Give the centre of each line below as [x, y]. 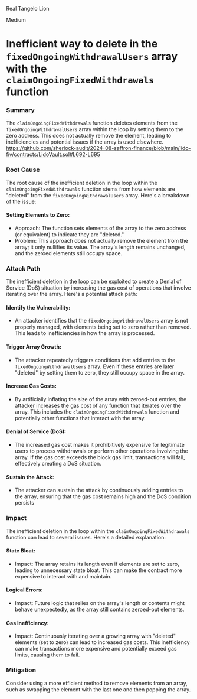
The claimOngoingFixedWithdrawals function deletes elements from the [92, 123]
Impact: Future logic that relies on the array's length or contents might [99, 603]
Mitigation [21, 670]
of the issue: [21, 201]
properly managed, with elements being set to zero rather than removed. [103, 327]
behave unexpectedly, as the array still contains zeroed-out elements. [99, 609]
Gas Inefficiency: [27, 623]
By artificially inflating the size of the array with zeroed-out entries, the [101, 399]
